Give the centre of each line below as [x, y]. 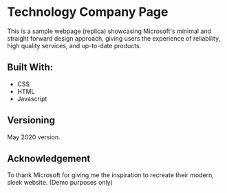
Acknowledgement [49, 158]
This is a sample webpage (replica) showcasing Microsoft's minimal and [109, 31]
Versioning [31, 120]
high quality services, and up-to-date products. [74, 45]
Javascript [32, 99]
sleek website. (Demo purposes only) [60, 183]
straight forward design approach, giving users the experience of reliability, [114, 38]
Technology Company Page [88, 12]
